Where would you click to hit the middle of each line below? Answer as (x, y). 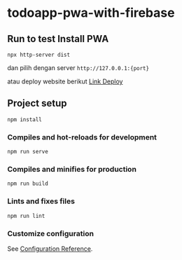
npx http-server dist (39, 55)
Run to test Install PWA (58, 39)
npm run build (28, 184)
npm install (24, 119)
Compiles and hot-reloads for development (82, 137)
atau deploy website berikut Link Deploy (65, 81)
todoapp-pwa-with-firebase (91, 13)
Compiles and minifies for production (72, 170)
